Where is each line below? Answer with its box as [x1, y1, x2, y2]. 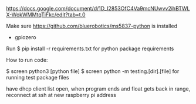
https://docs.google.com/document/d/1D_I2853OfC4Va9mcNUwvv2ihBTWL [6, 5, 190, 12]
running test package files [6, 74, 69, 81]
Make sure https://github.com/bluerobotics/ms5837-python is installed [6, 23, 178, 29]
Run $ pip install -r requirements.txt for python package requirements [6, 45, 174, 52]
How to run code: [6, 57, 48, 63]
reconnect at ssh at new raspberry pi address [6, 92, 116, 98]
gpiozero [14, 34, 36, 40]
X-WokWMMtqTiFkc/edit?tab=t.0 [6, 11, 86, 18]
